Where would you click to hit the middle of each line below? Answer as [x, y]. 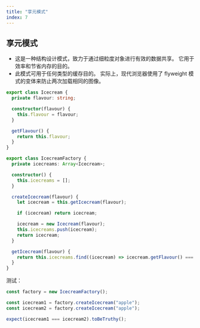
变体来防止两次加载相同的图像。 [65, 81]
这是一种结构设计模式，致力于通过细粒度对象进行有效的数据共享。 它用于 [104, 59]
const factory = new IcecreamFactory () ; [57, 292]
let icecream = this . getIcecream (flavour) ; [72, 202]
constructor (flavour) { [41, 109]
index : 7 [17, 17]
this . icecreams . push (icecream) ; [57, 230]
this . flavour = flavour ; [48, 115]
